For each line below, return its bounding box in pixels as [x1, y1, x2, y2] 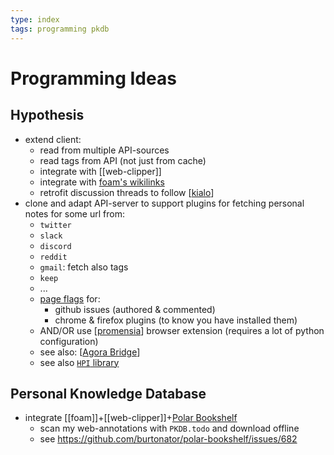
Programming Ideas [10, 67, 177, 90]
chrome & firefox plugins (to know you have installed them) [54, 314, 298, 326]
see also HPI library [39, 356, 120, 368]
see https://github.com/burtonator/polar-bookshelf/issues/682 [39, 433, 298, 445]
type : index [10, 14, 60, 25]
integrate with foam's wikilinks [39, 176, 165, 188]
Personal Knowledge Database [10, 385, 207, 402]
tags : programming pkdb [10, 24, 110, 34]
